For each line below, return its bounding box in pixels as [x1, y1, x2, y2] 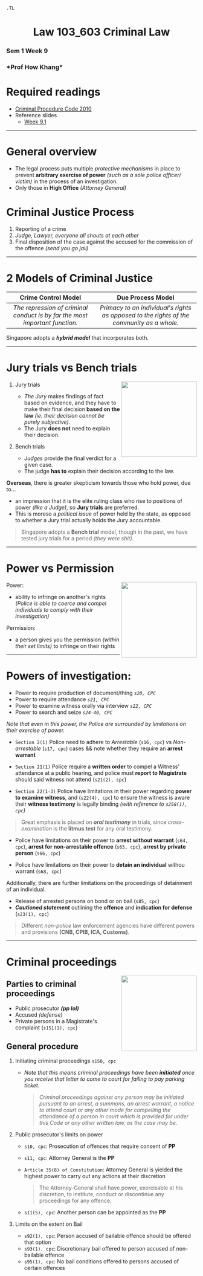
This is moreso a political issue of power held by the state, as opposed [14, 510, 192, 517]
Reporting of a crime [14, 225, 66, 232]
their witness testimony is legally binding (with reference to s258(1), [14, 800, 188, 808]
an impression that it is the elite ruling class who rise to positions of [14, 497, 182, 504]
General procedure [6, 1041, 79, 1051]
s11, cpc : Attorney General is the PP [24, 1155, 115, 1162]
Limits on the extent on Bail [14, 1220, 83, 1228]
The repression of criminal [13, 303, 88, 312]
